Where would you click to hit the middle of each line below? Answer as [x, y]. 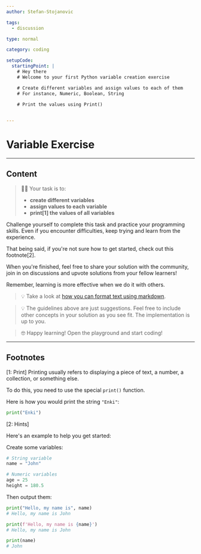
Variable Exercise [50, 145]
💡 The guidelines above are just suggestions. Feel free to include [101, 308]
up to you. [33, 321]
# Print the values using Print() [60, 105]
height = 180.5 [25, 486]
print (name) [21, 541]
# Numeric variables [32, 474]
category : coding [28, 50]
